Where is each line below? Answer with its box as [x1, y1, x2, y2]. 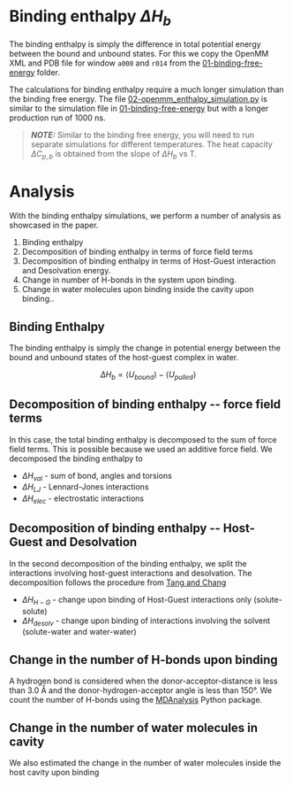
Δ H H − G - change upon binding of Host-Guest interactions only [21, 594, 252, 607]
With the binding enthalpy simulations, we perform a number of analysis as [9, 211, 282, 221]
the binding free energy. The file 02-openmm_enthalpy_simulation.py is [9, 93, 267, 104]
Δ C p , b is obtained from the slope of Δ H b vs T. [30, 148, 197, 161]
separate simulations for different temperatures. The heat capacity [30, 139, 274, 150]
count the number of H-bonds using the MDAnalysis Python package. [9, 695, 263, 705]
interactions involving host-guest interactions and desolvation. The [9, 567, 252, 578]
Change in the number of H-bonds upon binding [9, 652, 278, 667]
